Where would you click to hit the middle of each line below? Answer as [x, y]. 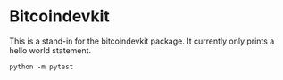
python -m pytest [42, 67]
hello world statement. [50, 50]
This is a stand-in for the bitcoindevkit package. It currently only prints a [142, 41]
